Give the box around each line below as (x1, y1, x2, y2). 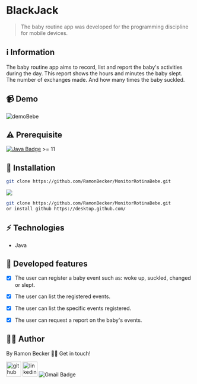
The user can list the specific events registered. (14, 305, 132, 312)
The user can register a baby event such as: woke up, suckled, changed (14, 274, 191, 281)
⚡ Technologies (6, 223, 65, 233)
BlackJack (6, 4, 59, 17)
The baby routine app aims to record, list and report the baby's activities (6, 63, 183, 71)
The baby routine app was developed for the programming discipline (20, 23, 189, 30)
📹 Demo (6, 94, 39, 104)
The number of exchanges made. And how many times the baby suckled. (6, 76, 185, 83)
